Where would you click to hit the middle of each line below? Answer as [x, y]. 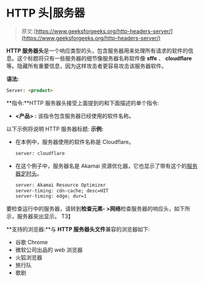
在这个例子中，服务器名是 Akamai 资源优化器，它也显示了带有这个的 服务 [106, 165]
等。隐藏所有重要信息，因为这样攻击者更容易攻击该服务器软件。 [86, 66]
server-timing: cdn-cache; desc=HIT [62, 190]
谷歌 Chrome [31, 242]
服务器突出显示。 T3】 [45, 216]
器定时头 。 [29, 173]
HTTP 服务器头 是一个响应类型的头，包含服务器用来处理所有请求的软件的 [97, 51]
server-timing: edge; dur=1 [51, 197]
